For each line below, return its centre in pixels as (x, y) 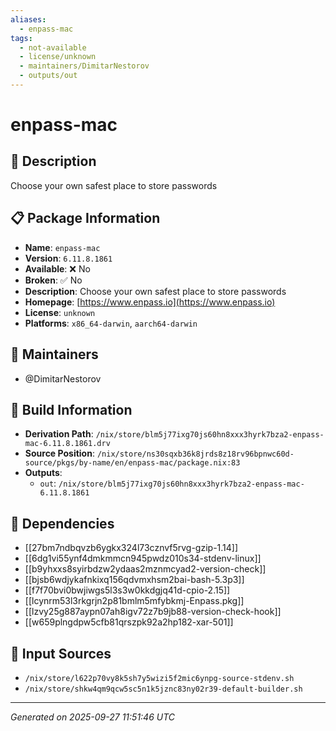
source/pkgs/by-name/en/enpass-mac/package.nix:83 (132, 463)
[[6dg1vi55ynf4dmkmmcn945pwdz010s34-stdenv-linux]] (143, 558)
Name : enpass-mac (62, 247)
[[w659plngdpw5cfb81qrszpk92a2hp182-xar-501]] (129, 622)
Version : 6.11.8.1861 (68, 258)
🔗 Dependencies (62, 523)
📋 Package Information (85, 218)
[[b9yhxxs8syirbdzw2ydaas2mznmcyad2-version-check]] (145, 569)
